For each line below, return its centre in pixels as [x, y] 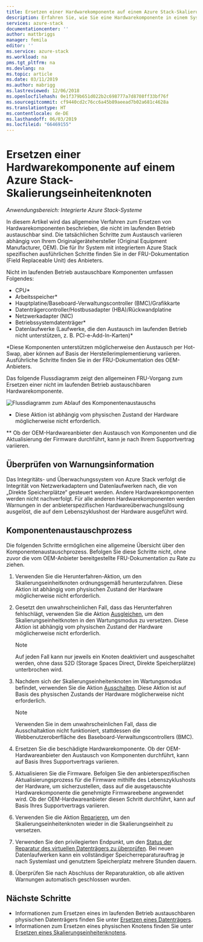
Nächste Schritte [39, 899]
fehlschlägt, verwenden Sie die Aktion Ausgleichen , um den [89, 613]
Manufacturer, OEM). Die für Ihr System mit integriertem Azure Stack [92, 248]
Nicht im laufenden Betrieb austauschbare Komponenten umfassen [90, 272]
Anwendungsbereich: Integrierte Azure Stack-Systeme [74, 210]
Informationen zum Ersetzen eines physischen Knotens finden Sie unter [104, 926]
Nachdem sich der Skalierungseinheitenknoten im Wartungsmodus [98, 681]
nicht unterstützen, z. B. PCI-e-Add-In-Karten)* [74, 336]
